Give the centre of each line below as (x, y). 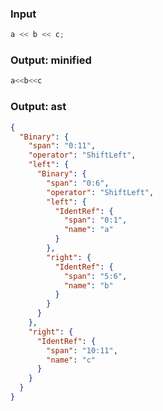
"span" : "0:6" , (78, 183)
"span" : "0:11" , (62, 146)
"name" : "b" (88, 285)
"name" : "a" (88, 230)
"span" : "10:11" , (82, 350)
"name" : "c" (71, 360)
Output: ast (38, 107)
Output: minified (51, 60)
